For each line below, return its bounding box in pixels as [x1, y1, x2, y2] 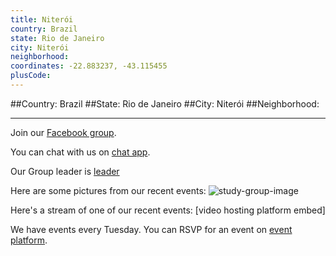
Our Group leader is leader [10, 165, 120, 177]
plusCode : [10, 71, 52, 81]
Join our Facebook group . [10, 126, 117, 138]
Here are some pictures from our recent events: [10, 184, 207, 196]
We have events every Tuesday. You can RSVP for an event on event [10, 223, 293, 235]
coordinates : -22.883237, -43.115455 [10, 61, 168, 71]
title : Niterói [10, 14, 74, 25]
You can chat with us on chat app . [10, 146, 151, 158]
